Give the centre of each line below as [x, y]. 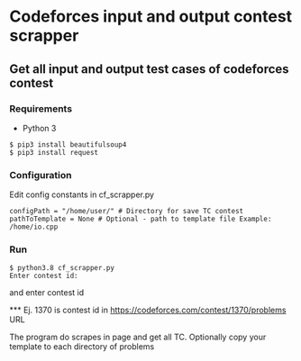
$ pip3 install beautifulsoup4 [68, 144]
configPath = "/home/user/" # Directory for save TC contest [127, 212]
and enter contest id [47, 293]
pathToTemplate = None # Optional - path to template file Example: [141, 219]
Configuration [41, 175]
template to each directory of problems [82, 347]
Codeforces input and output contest [151, 17]
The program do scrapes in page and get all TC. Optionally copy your [138, 337]
